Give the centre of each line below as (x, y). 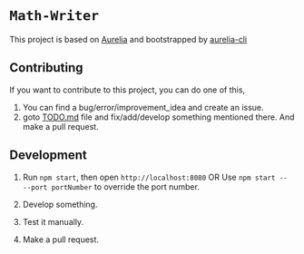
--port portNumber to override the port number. (111, 186)
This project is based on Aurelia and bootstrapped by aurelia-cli (128, 39)
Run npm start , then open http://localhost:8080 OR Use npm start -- (155, 177)
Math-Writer (54, 16)
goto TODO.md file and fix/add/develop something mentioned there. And (158, 117)
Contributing (46, 68)
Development (49, 156)
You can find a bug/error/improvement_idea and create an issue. (143, 107)
